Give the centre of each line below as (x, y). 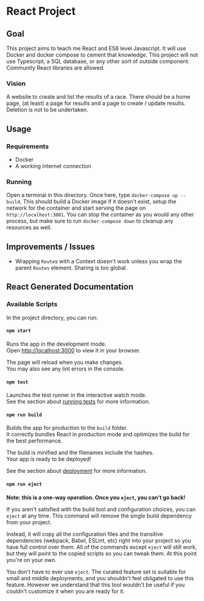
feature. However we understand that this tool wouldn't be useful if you (96, 585)
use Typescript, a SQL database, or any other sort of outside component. (98, 61)
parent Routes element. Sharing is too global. (71, 268)
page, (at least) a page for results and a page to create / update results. (96, 103)
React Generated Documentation (70, 287)
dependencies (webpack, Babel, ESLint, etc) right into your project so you (99, 540)
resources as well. (29, 227)
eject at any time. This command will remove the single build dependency (99, 516)
